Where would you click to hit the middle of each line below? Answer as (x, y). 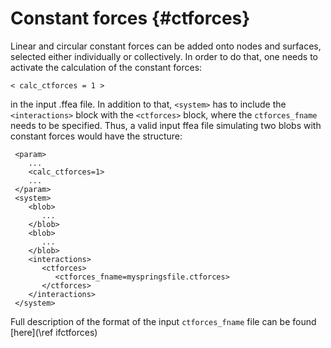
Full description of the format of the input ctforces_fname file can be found (163, 321)
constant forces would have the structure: (96, 136)
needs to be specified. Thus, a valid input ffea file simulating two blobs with (166, 125)
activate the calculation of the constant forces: (106, 67)
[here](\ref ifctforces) (54, 332)
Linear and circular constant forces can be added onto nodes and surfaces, (166, 46)
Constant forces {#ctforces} (130, 18)
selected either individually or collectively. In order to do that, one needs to (164, 56)
